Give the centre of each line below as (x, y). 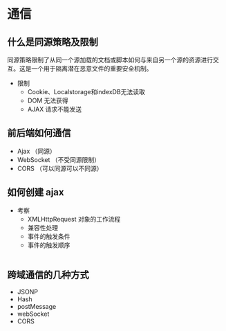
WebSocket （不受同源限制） (59, 159)
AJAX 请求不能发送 (55, 109)
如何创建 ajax (36, 192)
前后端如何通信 (39, 133)
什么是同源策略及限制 (53, 42)
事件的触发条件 (49, 236)
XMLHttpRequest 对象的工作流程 (74, 219)
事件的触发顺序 (49, 245)
